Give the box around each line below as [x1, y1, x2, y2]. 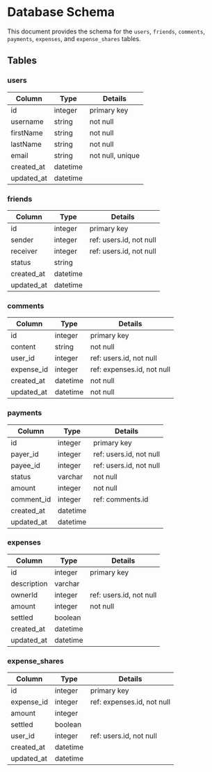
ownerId [10, 590, 38, 600]
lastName [10, 139, 42, 149]
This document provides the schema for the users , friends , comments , [7, 27, 205, 35]
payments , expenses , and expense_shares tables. [7, 34, 141, 42]
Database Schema [7, 4, 115, 20]
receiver [10, 246, 38, 256]
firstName [10, 128, 43, 138]
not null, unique [89, 150, 140, 160]
